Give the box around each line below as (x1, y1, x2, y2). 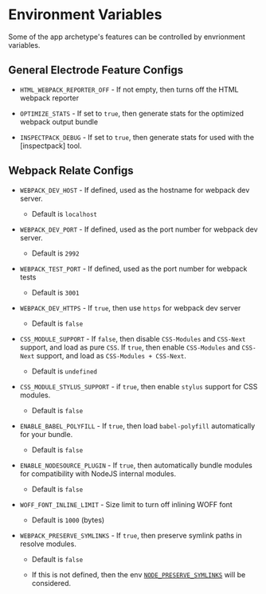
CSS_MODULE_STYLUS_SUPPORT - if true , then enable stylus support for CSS (19, 381, 258, 391)
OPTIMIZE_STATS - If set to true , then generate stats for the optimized (19, 108, 244, 118)
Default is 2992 (31, 248, 80, 258)
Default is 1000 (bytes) (31, 515, 105, 525)
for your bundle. (19, 429, 73, 439)
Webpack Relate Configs (8, 164, 134, 178)
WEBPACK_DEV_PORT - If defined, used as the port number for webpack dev (19, 225, 258, 234)
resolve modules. (19, 539, 77, 549)
